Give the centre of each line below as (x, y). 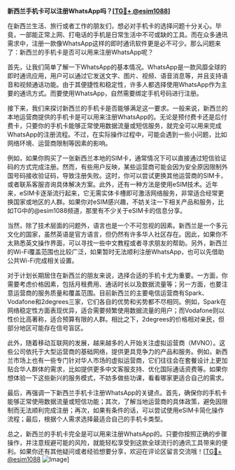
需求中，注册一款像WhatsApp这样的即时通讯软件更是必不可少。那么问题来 (114, 43)
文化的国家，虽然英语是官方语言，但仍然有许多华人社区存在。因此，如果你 (114, 234)
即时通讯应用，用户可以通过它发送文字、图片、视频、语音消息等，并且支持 (114, 76)
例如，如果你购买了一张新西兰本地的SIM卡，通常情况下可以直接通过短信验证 (117, 158)
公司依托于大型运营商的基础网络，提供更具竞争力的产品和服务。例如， (114, 352)
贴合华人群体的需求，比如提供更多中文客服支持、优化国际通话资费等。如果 (114, 369)
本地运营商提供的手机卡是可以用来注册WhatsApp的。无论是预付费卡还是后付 (117, 117)
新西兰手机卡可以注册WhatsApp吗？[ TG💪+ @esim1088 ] (89, 11)
